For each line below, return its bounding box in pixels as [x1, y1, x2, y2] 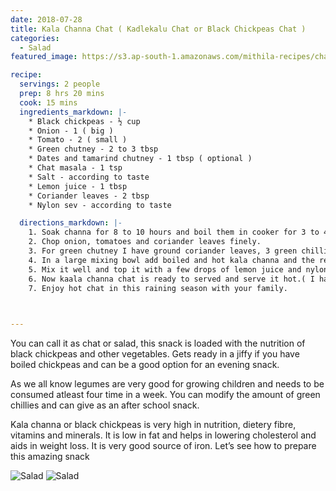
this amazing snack [10, 451, 90, 463]
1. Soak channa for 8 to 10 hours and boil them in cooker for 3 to [28, 227, 320, 238]
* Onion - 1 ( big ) [28, 126, 114, 136]
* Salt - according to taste [28, 172, 150, 182]
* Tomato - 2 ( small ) [28, 135, 128, 145]
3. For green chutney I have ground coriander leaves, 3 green [28, 246, 298, 256]
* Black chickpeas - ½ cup [28, 116, 141, 126]
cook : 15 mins [19, 97, 78, 108]
